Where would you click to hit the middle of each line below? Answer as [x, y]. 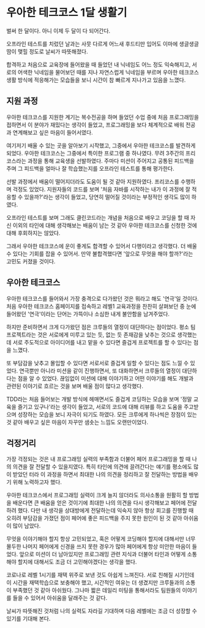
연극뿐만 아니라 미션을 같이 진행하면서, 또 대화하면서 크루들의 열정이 [100, 370]
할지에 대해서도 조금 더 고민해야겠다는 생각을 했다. [77, 562]
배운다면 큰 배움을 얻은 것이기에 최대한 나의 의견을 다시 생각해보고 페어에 [99, 503]
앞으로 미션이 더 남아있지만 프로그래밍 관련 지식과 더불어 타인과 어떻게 [102, 554]
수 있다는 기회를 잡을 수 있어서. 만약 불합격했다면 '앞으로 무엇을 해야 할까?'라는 [100, 254]
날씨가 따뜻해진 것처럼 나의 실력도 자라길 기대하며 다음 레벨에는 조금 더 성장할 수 [102, 611]
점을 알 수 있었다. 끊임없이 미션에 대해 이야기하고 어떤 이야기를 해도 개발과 [106, 378]
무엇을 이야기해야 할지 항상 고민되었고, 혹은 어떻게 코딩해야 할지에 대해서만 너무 [101, 539]
